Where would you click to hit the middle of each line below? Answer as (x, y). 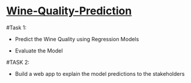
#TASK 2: (18, 62)
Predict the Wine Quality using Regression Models (77, 39)
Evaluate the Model (39, 50)
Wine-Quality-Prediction (69, 11)
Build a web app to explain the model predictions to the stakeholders (100, 73)
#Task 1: (17, 27)
